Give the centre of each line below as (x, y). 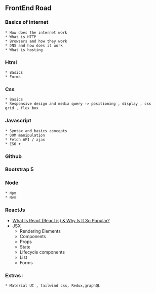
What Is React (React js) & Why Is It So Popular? (61, 221)
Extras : (15, 275)
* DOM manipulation (25, 135)
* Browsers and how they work (36, 41)
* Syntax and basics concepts (36, 131)
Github (14, 156)
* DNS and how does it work (34, 46)
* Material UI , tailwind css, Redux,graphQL (53, 286)
